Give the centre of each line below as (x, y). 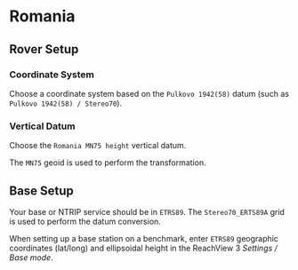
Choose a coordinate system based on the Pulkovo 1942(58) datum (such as (149, 93)
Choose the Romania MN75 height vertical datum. (98, 146)
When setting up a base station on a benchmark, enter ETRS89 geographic (144, 238)
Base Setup (41, 191)
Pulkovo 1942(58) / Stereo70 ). (66, 103)
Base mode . (31, 257)
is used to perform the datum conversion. (85, 221)
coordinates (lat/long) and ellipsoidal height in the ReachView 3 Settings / (144, 248)
